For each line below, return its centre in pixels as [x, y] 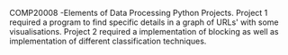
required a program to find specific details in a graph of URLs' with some [144, 22]
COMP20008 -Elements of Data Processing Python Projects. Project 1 [139, 13]
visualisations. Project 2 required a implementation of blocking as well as [144, 31]
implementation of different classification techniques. [108, 41]
